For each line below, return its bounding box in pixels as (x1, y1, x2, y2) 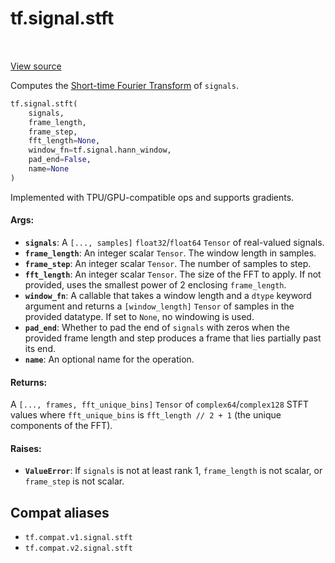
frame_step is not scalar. (24, 475, 125, 487)
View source (10, 60, 62, 72)
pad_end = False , (28, 155, 92, 165)
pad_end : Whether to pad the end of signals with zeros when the (24, 322, 290, 334)
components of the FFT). (10, 420, 113, 432)
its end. (24, 343, 56, 355)
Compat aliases (10, 504, 110, 521)
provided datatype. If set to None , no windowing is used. (24, 311, 255, 323)
